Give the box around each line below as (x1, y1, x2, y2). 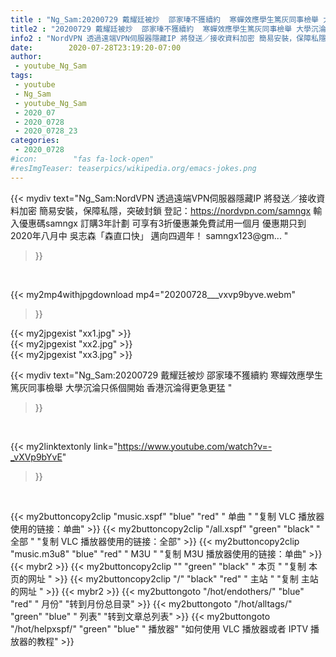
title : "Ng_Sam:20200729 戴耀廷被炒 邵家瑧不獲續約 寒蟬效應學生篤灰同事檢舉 (10, 14, 320, 25)
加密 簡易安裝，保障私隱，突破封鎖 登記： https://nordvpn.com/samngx (18, 204, 312, 216)
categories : (10, 136, 60, 146)
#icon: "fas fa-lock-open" (10, 154, 155, 164)
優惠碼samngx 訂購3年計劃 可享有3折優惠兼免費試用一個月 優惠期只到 (18, 217, 307, 229)
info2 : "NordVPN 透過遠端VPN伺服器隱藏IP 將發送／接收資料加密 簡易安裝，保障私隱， (10, 33, 334, 43)
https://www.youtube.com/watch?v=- (117, 440, 273, 452)
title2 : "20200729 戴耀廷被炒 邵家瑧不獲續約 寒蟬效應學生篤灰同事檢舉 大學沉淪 (10, 24, 327, 34)
